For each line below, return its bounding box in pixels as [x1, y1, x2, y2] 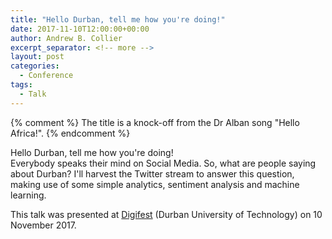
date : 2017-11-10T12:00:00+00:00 [10, 24, 150, 34]
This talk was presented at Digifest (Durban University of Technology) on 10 [10, 208, 323, 220]
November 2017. [10, 219, 77, 231]
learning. [10, 189, 47, 201]
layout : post [10, 52, 65, 62]
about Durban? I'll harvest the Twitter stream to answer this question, [10, 167, 295, 180]
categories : [10, 61, 60, 71]
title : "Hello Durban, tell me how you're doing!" [10, 14, 226, 25]
